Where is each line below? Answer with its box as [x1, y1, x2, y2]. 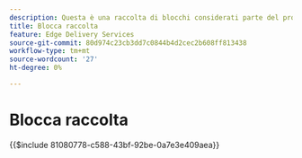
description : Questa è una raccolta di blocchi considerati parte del [9, 13, 280, 22]
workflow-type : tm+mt [9, 47, 91, 56]
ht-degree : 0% [9, 64, 63, 73]
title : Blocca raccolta [9, 22, 99, 31]
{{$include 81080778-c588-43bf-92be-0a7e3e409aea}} [9, 139, 220, 150]
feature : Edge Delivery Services [9, 30, 135, 39]
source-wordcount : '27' [9, 55, 99, 64]
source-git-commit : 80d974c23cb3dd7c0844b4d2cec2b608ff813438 [9, 38, 247, 48]
